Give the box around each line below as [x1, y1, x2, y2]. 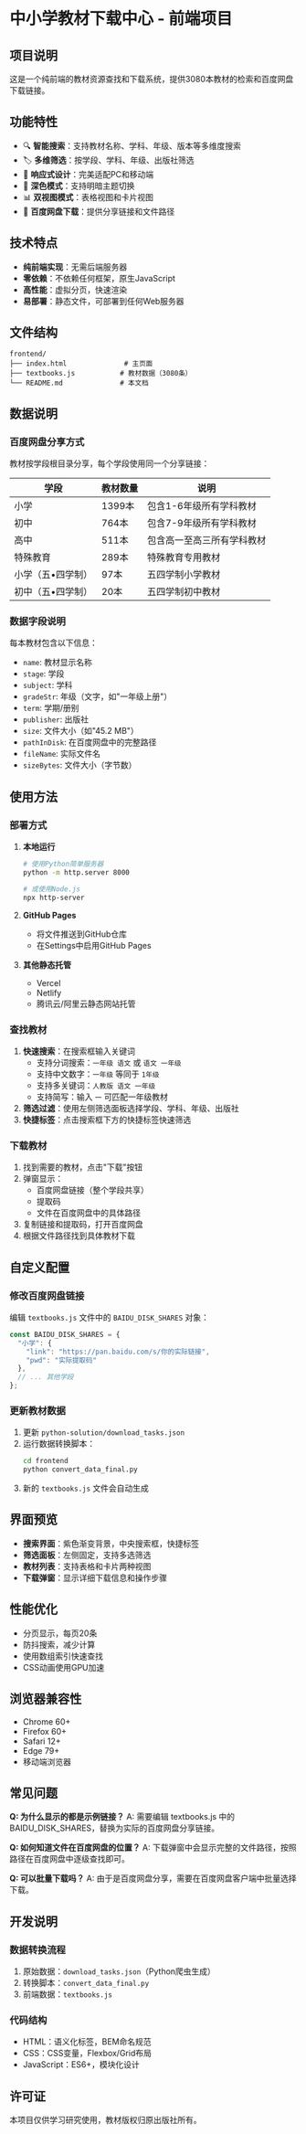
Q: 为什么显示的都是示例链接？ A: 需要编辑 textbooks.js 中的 [9, 1811, 236, 1822]
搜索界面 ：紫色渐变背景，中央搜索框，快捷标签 [22, 1537, 199, 1549]
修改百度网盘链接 [9, 1290, 85, 1302]
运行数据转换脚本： [22, 1439, 96, 1449]
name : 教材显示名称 [22, 657, 93, 668]
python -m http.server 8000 [22, 867, 130, 877]
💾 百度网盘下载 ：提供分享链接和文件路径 [22, 206, 175, 217]
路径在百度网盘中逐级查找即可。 [9, 1853, 130, 1864]
